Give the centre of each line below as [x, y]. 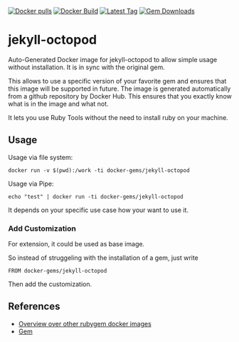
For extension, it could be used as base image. [76, 244]
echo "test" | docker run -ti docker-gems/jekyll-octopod [96, 196]
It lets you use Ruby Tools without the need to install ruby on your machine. [118, 117]
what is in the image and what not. [58, 104]
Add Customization [42, 228]
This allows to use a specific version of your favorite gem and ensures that [117, 81]
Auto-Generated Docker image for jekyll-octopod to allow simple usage [113, 59]
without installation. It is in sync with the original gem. [87, 67]
